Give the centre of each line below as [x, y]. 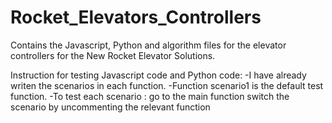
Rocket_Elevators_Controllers [136, 17]
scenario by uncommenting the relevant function [110, 107]
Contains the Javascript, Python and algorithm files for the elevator [148, 45]
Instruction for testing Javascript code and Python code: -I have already [158, 75]
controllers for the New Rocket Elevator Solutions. [113, 55]
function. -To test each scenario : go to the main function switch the [150, 96]
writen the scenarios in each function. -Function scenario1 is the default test [167, 85]
